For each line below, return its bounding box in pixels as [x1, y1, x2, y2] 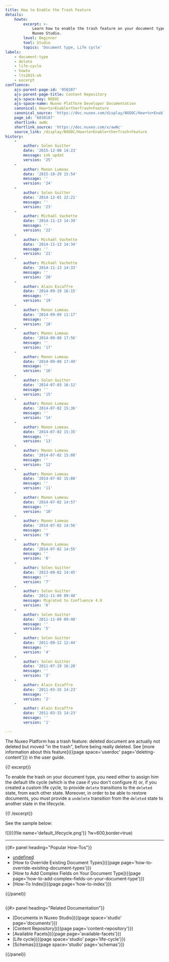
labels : [5, 49, 22, 54]
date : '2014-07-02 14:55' [23, 547, 78, 552]
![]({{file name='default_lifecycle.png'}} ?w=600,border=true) [5, 830, 133, 836]
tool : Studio [23, 40, 51, 45]
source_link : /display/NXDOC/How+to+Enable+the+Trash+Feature [14, 129, 147, 134]
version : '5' [23, 626, 51, 631]
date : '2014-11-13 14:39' [23, 218, 78, 223]
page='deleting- [121, 749, 155, 755]
